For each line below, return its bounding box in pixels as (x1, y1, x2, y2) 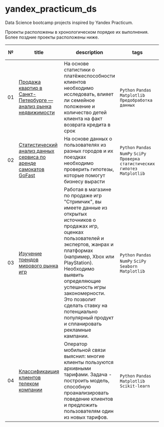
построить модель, (63, 377, 110, 384)
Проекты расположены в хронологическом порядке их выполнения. (5, 29, 149, 35)
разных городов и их (63, 148, 114, 154)
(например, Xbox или (63, 253, 115, 260)
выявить (63, 271, 84, 278)
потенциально (63, 308, 98, 315)
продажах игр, (63, 222, 99, 229)
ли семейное (63, 97, 95, 104)
